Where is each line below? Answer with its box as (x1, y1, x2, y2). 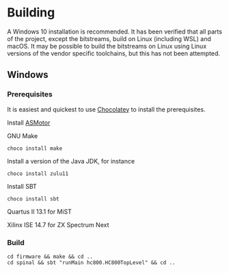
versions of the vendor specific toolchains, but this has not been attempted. (7, 49, 221, 57)
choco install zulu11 (7, 170, 69, 177)
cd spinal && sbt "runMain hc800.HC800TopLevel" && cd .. (7, 259, 176, 266)
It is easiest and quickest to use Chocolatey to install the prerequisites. (7, 105, 206, 114)
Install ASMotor (7, 118, 51, 127)
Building (7, 5, 55, 21)
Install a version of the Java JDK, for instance (7, 157, 135, 165)
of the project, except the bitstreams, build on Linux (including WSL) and (7, 34, 211, 42)
